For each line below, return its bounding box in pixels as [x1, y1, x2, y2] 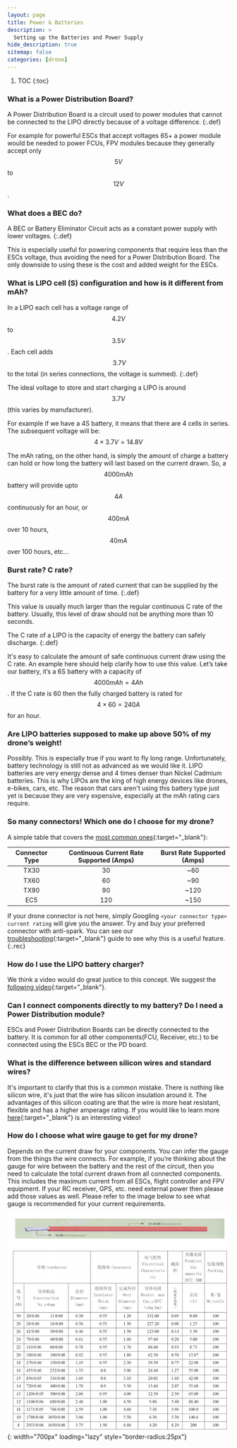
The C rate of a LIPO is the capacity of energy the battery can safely [7, 631, 206, 639]
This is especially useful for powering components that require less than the [7, 245, 228, 254]
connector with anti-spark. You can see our [7, 927, 134, 935]
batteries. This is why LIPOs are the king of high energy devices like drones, [7, 777, 228, 785]
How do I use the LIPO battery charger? [7, 959, 145, 969]
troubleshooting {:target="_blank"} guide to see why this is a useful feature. [7, 934, 226, 942]
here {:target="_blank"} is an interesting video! [7, 1113, 141, 1121]
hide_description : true [7, 41, 78, 49]
